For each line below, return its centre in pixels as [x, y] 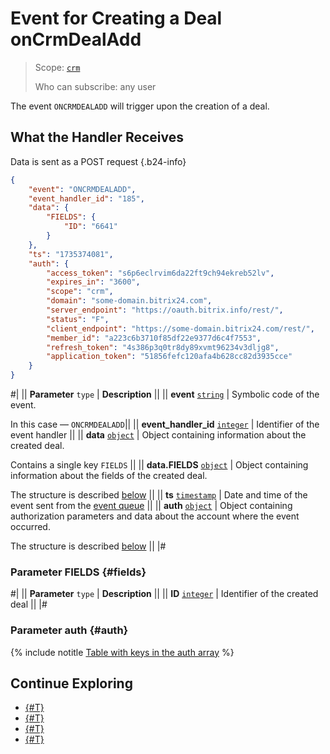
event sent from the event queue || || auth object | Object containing [151, 505]
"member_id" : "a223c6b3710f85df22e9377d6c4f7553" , [154, 338]
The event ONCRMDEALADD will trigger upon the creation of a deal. [140, 106]
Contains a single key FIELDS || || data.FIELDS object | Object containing [159, 465]
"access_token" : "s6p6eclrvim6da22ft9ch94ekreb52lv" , [160, 273]
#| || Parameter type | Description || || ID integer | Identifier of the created [164, 594]
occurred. [30, 526]
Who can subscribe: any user [95, 86]
